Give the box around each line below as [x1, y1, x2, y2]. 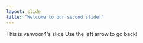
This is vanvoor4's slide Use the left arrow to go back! [6, 30, 138, 37]
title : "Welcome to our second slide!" [6, 14, 105, 20]
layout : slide [6, 8, 41, 15]
